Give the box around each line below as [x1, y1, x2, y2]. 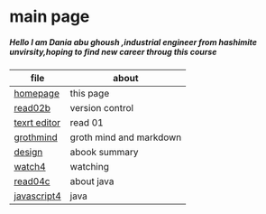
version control [69, 102, 133, 115]
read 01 [69, 116, 104, 129]
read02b [14, 102, 51, 115]
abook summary [69, 146, 139, 159]
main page [9, 6, 90, 27]
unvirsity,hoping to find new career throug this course [9, 46, 217, 57]
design [14, 146, 43, 159]
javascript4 [14, 190, 61, 202]
